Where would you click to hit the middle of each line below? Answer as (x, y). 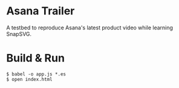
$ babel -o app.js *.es (36, 74)
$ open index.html (29, 79)
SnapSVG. (19, 34)
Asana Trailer (41, 11)
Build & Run (36, 58)
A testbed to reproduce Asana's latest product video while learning (90, 28)
